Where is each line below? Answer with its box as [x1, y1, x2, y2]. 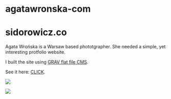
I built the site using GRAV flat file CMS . [5, 59, 89, 65]
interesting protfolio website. [5, 49, 66, 55]
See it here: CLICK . [5, 69, 46, 75]
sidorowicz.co [5, 27, 67, 38]
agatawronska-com [5, 3, 91, 15]
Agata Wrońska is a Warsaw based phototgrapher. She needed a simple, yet [5, 44, 166, 50]
